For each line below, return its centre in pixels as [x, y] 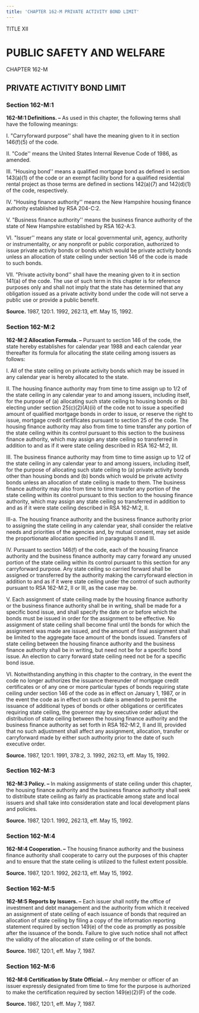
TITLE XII [17, 29]
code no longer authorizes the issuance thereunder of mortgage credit [93, 680]
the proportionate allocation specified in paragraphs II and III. [81, 538]
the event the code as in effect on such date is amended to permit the [91, 699]
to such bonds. [24, 263]
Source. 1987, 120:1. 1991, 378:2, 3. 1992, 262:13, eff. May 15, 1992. [88, 755]
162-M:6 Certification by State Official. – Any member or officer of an [92, 979]
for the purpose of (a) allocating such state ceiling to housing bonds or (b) [97, 401]
